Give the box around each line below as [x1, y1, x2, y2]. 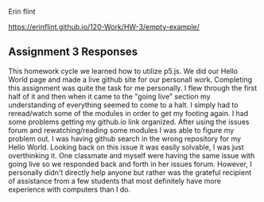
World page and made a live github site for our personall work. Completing [8, 75, 253, 84]
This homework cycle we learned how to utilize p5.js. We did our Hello [8, 66, 239, 76]
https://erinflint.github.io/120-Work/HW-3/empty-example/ [8, 22, 200, 31]
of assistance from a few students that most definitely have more [8, 176, 221, 185]
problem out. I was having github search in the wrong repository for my [8, 134, 241, 143]
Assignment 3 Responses [8, 45, 138, 59]
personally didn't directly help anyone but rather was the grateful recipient [8, 167, 252, 177]
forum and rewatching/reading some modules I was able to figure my [8, 125, 235, 134]
